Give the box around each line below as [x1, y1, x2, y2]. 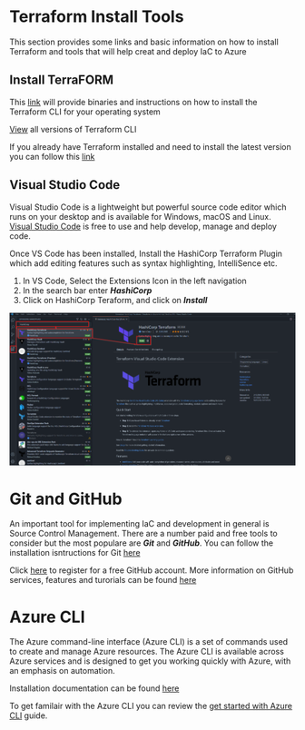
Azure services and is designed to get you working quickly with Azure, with [9, 656, 291, 666]
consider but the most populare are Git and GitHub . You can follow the [9, 538, 274, 548]
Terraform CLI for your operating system [9, 106, 161, 117]
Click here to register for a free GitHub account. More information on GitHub [9, 565, 294, 576]
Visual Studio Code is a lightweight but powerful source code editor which [9, 202, 287, 212]
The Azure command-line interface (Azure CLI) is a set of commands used [9, 636, 289, 647]
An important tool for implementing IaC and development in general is [9, 518, 270, 529]
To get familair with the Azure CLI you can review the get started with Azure [9, 701, 293, 712]
